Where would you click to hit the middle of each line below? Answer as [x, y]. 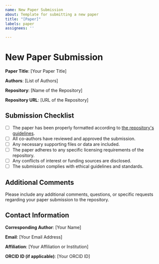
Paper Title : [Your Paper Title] [36, 71]
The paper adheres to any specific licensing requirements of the [78, 150]
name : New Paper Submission [34, 10]
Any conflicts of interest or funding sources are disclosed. [72, 161]
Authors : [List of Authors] [32, 81]
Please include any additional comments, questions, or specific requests [79, 194]
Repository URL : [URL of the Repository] [47, 100]
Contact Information [37, 215]
